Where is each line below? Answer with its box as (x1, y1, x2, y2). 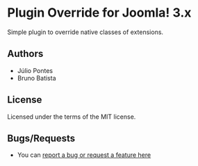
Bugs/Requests (7, 132, 76, 144)
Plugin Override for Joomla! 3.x (7, 5, 192, 21)
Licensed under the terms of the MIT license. (7, 113, 136, 121)
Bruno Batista (17, 74, 57, 82)
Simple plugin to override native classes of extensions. (7, 28, 164, 36)
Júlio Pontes (17, 66, 53, 74)
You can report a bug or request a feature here (17, 151, 151, 159)
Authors (7, 48, 44, 60)
